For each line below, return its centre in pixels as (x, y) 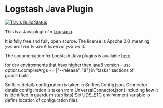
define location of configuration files (41, 100)
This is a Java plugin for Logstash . (39, 31)
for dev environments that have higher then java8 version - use (68, 65)
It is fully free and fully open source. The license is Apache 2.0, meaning (77, 41)
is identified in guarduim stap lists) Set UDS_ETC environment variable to (78, 95)
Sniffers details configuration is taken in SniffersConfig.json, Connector (76, 85)
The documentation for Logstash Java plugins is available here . (68, 55)
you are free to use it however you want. (45, 46)
